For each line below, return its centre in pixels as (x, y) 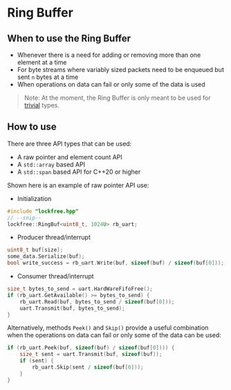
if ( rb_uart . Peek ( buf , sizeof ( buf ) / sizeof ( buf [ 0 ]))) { (91, 348)
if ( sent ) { (37, 361)
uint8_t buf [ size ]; (35, 250)
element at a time (42, 62)
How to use (32, 127)
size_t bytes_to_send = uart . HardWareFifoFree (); (80, 289)
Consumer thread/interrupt (56, 276)
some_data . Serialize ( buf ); (46, 257)
